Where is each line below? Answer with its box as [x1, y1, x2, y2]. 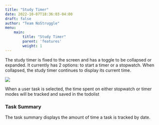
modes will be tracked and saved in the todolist [5, 91, 100, 97]
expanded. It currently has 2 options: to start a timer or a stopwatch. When [5, 62, 155, 68]
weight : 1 [22, 43, 42, 48]
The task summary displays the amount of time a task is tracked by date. [5, 114, 151, 120]
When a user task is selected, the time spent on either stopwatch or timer [5, 86, 152, 92]
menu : [5, 25, 16, 30]
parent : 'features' [22, 39, 62, 44]
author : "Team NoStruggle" [5, 21, 60, 26]
